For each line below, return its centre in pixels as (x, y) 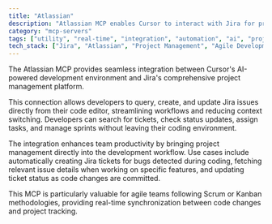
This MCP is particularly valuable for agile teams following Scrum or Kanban (135, 194)
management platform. (47, 87)
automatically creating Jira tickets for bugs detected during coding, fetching (135, 161)
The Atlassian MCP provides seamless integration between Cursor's (122, 69)
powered (23, 78)
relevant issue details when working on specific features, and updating (126, 170)
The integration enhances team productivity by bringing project (114, 144)
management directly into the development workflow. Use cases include (129, 153)
